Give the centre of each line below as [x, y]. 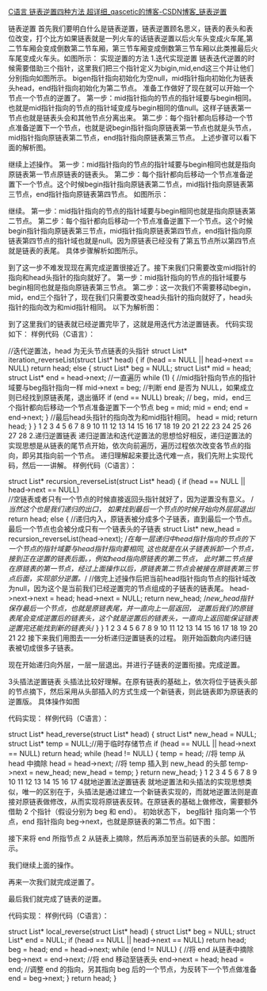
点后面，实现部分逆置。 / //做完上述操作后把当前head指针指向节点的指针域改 [132, 578]
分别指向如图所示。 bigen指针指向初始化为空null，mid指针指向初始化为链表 [131, 78]
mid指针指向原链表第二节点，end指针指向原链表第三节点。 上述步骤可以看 [129, 138]
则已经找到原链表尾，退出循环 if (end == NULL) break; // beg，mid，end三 [130, 398]
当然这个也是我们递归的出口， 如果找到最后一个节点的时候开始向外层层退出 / [132, 509]
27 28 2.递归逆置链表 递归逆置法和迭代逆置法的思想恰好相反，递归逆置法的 [130, 436]
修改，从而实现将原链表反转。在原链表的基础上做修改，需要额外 [154, 801]
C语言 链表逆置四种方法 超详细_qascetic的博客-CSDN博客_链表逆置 [118, 12]
